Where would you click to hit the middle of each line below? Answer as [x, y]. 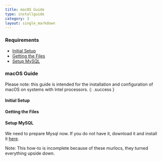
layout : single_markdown [30, 23]
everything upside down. [30, 153]
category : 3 [17, 18]
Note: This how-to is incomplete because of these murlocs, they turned [77, 148]
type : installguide [25, 14]
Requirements [22, 40]
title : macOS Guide [25, 9]
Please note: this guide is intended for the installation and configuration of [79, 84]
